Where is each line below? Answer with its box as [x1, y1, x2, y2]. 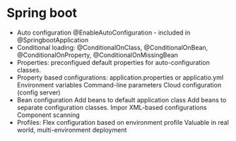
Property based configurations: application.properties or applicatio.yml [16, 73, 224, 82]
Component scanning [16, 111, 81, 119]
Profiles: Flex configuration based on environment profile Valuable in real [16, 118, 229, 126]
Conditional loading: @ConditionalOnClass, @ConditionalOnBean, [16, 43, 208, 51]
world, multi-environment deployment [16, 125, 127, 134]
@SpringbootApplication [16, 35, 89, 44]
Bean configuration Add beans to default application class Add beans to [16, 95, 227, 104]
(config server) [16, 88, 61, 97]
